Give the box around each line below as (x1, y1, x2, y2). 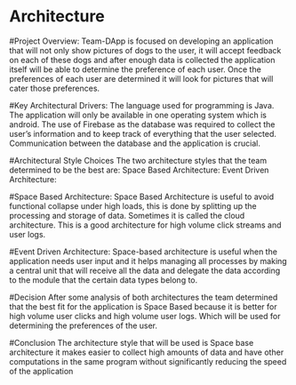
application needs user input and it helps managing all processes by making (9, 255, 287, 266)
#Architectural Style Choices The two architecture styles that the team (9, 155, 268, 165)
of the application (9, 365, 74, 376)
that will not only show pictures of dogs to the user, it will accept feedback (9, 44, 282, 55)
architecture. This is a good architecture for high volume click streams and (9, 220, 282, 230)
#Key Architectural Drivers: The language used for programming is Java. (9, 100, 275, 110)
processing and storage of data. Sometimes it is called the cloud (9, 210, 245, 221)
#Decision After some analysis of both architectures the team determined (9, 292, 278, 302)
